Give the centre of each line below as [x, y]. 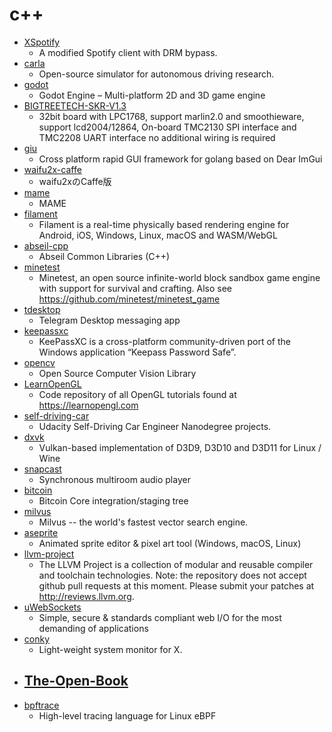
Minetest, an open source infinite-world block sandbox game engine [179, 277]
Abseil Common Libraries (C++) [104, 256]
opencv [39, 362]
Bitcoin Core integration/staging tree [113, 500]
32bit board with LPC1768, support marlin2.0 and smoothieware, [171, 116]
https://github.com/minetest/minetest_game [129, 299]
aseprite [41, 532]
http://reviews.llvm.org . [86, 596]
